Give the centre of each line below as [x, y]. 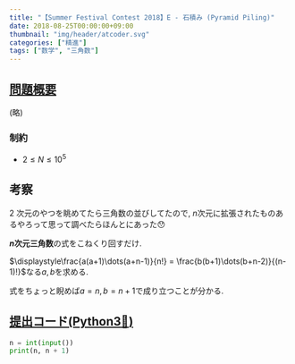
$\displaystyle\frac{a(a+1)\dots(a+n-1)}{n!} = [92, 261]
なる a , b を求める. [57, 271]
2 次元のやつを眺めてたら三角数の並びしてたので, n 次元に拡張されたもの [143, 213]
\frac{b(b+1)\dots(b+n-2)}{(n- [232, 261]
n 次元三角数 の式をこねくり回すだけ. [76, 243]
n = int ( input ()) [42, 343]
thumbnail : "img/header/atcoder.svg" [80, 34]
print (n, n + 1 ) [39, 351]
